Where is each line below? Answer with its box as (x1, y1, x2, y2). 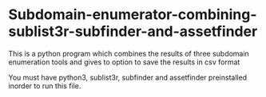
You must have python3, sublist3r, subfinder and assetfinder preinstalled (8, 72, 248, 82)
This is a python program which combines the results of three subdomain (8, 48, 249, 58)
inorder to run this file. (8, 81, 81, 91)
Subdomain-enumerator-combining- (8, 6, 257, 24)
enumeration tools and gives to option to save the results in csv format (8, 57, 240, 67)
